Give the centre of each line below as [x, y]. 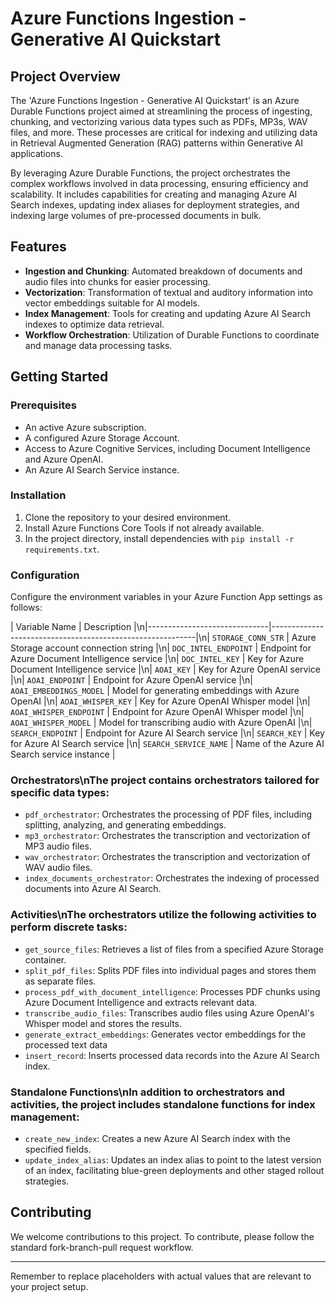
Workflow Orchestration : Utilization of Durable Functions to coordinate [172, 334]
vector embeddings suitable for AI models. [112, 303]
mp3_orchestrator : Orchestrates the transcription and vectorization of [167, 836]
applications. [36, 153]
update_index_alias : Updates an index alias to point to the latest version [173, 1159]
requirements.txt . [62, 549]
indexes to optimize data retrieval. [94, 324]
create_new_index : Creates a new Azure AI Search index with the [157, 1138]
